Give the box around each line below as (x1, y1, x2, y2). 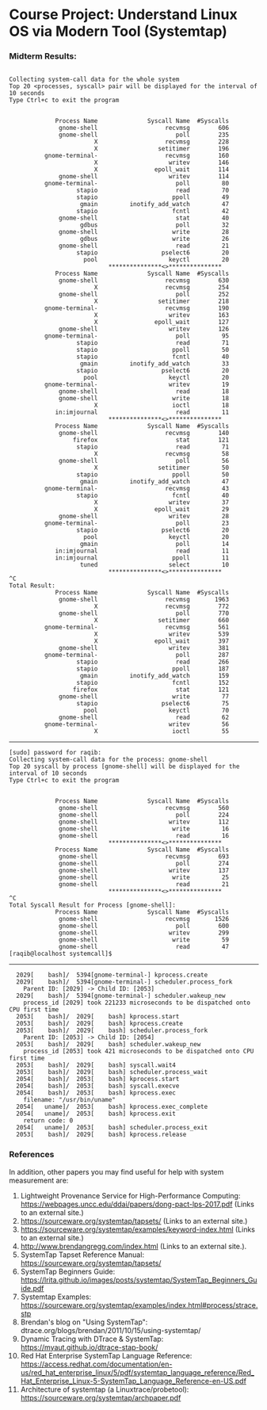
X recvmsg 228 (93, 138, 229, 146)
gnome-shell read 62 (59, 713, 229, 722)
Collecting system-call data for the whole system (9, 75, 180, 84)
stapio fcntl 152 (76, 679, 229, 687)
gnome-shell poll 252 (59, 291, 229, 299)
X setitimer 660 (93, 617, 229, 625)
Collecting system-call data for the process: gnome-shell (9, 755, 208, 764)
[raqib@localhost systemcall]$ (9, 950, 113, 958)
